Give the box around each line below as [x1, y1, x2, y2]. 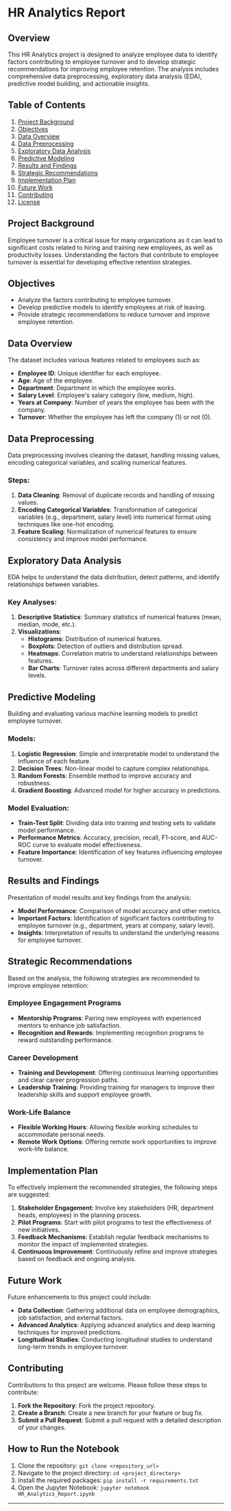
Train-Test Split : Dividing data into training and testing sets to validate [17, 818, 216, 827]
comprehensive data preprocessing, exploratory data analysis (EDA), [8, 72, 202, 80]
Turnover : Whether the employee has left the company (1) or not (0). [17, 413, 212, 422]
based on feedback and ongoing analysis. [17, 1255, 136, 1263]
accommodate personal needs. [17, 1131, 106, 1139]
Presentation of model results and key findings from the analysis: [8, 893, 191, 901]
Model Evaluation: [8, 803, 69, 813]
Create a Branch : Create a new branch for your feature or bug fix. [17, 1409, 204, 1417]
